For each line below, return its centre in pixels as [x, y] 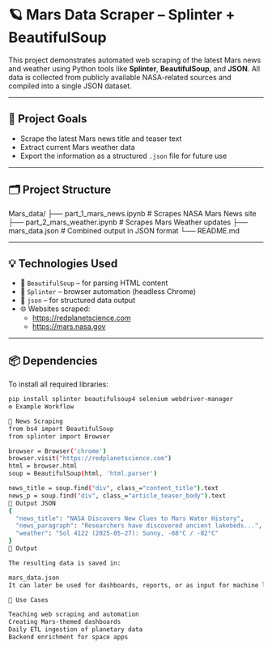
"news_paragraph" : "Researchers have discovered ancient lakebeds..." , [139, 526]
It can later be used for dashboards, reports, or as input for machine [134, 585]
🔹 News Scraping [36, 421]
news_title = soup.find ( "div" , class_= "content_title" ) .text [114, 489]
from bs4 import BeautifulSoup [61, 429]
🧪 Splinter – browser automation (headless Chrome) [108, 292]
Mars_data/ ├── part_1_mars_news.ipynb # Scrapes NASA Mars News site [132, 213]
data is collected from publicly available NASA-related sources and [120, 77]
